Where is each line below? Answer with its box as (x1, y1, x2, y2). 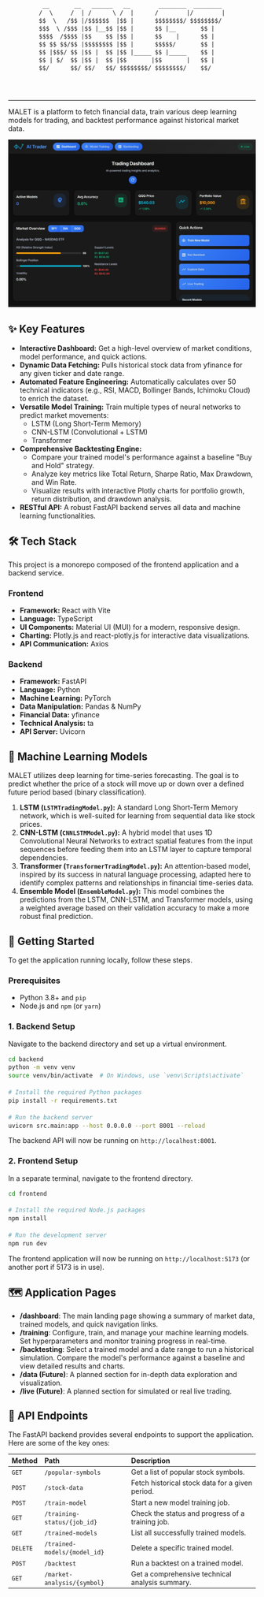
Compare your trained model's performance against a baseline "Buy (31, 452, 253, 462)
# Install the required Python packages (8, 1089, 143, 1096)
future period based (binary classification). (8, 787, 147, 797)
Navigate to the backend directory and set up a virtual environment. (8, 1039, 227, 1048)
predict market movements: (19, 410, 109, 419)
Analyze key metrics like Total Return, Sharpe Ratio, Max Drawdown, (31, 469, 253, 478)
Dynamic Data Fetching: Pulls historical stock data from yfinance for (19, 360, 243, 370)
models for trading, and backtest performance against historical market (8, 116, 240, 125)
